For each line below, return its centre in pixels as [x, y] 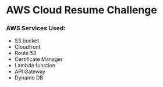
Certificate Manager [38, 59]
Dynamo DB [29, 78]
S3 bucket [27, 41]
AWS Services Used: [36, 28]
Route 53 [25, 53]
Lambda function [35, 66]
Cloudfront [27, 47]
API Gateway [30, 72]
